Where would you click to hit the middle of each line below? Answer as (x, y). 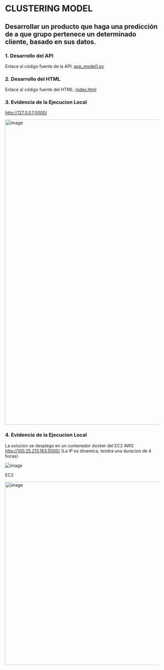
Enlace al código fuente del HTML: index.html (51, 90)
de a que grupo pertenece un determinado (71, 34)
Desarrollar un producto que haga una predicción (81, 27)
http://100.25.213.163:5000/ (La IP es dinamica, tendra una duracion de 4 (78, 451)
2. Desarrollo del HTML (33, 79)
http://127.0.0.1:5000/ (26, 113)
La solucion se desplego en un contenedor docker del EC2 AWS (70, 445)
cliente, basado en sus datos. (51, 42)
